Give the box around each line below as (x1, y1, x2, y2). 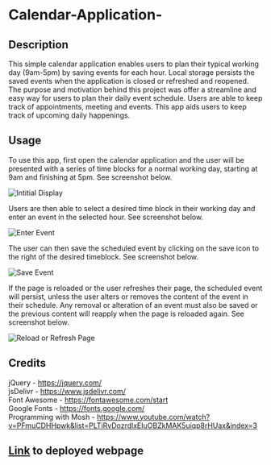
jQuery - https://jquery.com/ (8, 377, 102, 388)
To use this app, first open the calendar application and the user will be (8, 155, 244, 164)
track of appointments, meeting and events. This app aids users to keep (8, 102, 248, 111)
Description (8, 38, 69, 52)
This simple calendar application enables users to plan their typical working (8, 59, 260, 69)
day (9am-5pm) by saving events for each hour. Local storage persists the (8, 68, 256, 77)
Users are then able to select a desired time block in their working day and (8, 203, 256, 213)
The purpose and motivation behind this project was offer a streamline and (8, 85, 256, 94)
